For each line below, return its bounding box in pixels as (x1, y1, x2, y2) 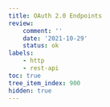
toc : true (8, 72, 42, 80)
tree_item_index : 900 (8, 79, 81, 87)
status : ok (22, 42, 59, 50)
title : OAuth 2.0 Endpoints (8, 11, 103, 20)
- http (22, 57, 45, 65)
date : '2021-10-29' (22, 34, 88, 43)
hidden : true (8, 86, 52, 95)
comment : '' (22, 27, 63, 35)
